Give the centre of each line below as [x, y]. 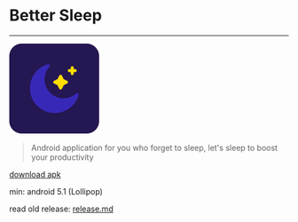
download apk [35, 174]
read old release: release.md [61, 209]
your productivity [63, 157]
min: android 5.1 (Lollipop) [56, 191]
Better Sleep [55, 16]
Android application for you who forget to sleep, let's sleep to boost [154, 147]
